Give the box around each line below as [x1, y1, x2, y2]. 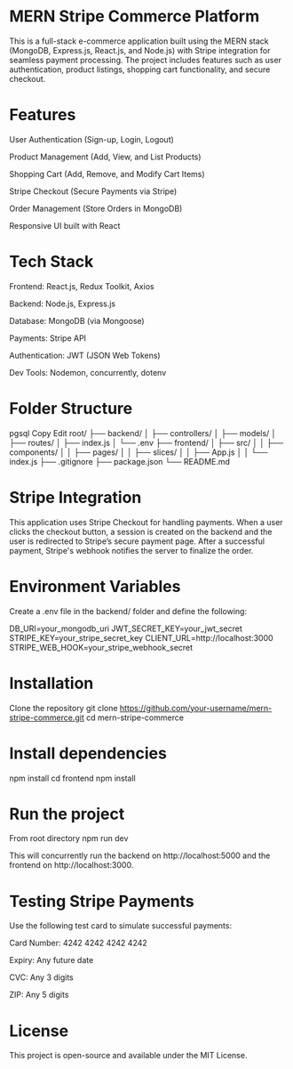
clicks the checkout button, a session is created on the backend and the [9, 526, 273, 537]
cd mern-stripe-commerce [85, 712, 185, 723]
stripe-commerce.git [9, 712, 84, 723]
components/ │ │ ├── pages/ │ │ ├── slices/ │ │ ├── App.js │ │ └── [9, 447, 268, 458]
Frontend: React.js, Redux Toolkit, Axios [9, 280, 154, 291]
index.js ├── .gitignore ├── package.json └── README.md [9, 456, 231, 466]
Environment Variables [9, 576, 181, 596]
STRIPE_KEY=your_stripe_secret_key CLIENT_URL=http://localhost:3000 [9, 632, 273, 643]
